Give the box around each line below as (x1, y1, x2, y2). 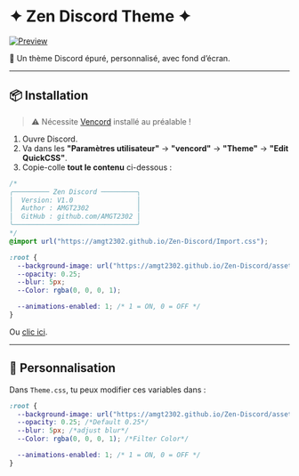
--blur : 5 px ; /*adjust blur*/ (17, 426, 129, 435)
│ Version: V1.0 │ (9, 196, 141, 205)
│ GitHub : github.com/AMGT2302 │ (9, 212, 141, 222)
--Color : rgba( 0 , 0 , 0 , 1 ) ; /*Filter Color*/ (17, 434, 190, 444)
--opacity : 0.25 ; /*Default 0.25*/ (17, 418, 149, 427)
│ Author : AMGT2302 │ (9, 204, 141, 213)
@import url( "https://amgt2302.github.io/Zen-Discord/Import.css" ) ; (9, 237, 269, 246)
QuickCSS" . (21, 152, 69, 163)
